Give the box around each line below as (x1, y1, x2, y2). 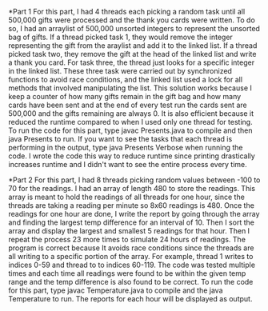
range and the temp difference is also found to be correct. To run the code (8, 277, 254, 286)
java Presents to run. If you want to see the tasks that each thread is (8, 134, 233, 143)
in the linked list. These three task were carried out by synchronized (8, 66, 232, 75)
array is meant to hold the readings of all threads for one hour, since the (8, 192, 246, 201)
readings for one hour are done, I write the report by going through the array (8, 209, 260, 218)
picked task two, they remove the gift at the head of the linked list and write (8, 50, 257, 58)
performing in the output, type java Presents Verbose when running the (8, 143, 243, 152)
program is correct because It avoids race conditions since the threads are (8, 243, 254, 253)
